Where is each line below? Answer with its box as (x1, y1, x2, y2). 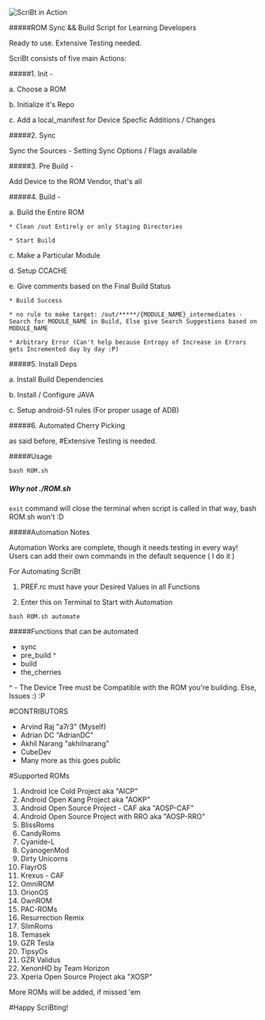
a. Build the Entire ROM (9, 207, 85, 217)
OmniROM (20, 879, 55, 888)
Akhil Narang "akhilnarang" (20, 738, 110, 748)
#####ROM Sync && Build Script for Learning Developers (9, 23, 197, 32)
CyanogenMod (20, 845, 70, 855)
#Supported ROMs (9, 771, 70, 780)
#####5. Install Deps (9, 360, 78, 368)
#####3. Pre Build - (9, 161, 74, 171)
